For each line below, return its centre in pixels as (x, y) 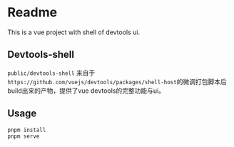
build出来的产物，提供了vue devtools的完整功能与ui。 (86, 91)
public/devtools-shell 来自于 (51, 73)
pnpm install (27, 130)
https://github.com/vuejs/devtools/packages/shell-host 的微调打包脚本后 (117, 81)
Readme (32, 12)
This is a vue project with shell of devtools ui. (74, 32)
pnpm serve (24, 136)
